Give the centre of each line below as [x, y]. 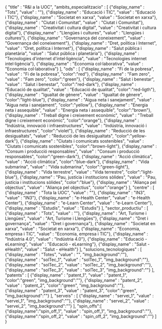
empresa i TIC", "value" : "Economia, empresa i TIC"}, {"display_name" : [77, 234]
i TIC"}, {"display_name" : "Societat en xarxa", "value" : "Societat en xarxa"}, [81, 17]
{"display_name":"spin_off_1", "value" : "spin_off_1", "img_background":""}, [79, 311]
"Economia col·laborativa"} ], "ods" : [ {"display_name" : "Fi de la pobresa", [80, 69]
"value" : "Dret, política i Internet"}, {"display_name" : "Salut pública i [73, 48]
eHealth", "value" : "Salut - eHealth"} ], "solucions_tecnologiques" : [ [74, 249]
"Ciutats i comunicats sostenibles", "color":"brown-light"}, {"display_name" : [81, 146]
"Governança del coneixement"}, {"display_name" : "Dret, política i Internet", [81, 43]
